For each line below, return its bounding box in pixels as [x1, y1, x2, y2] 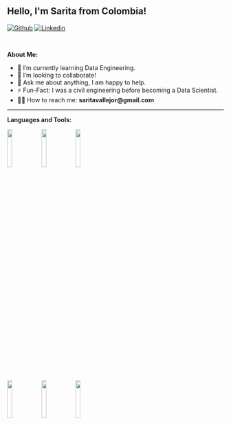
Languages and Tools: [7, 115, 72, 124]
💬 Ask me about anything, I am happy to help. [16, 78, 146, 87]
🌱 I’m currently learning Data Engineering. [16, 63, 136, 71]
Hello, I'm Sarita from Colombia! [7, 5, 146, 17]
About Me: [7, 50, 38, 58]
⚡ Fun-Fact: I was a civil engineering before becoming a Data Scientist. [16, 86, 219, 94]
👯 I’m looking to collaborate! [16, 71, 96, 79]
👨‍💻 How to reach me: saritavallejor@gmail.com [16, 95, 155, 104]
